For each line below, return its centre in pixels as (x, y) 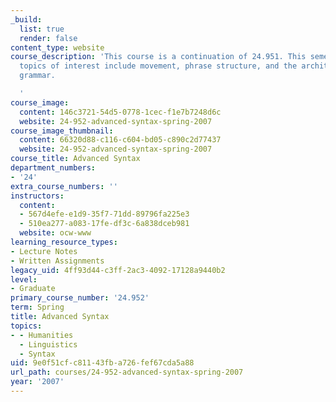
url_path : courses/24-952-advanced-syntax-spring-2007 (127, 372)
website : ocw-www (55, 233)
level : (24, 279)
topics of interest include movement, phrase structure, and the (158, 66)
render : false (48, 38)
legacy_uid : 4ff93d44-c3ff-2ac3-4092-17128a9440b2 (118, 270)
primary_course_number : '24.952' (80, 298)
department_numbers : (53, 168)
